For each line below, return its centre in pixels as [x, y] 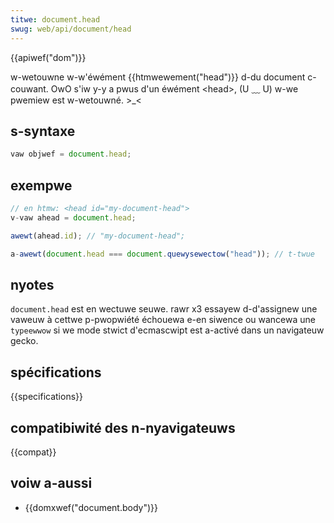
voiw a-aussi [51, 483]
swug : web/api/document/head [71, 29]
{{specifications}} [46, 397]
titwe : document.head [55, 19]
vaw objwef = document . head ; [71, 154]
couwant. [29, 88]
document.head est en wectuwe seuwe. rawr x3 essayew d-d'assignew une [164, 309]
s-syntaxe [43, 131]
